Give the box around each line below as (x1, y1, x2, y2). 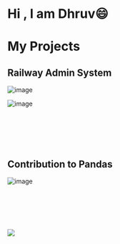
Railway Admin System (7, 66, 112, 78)
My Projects (7, 39, 81, 55)
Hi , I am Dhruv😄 (7, 6, 109, 22)
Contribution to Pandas (7, 158, 113, 170)
